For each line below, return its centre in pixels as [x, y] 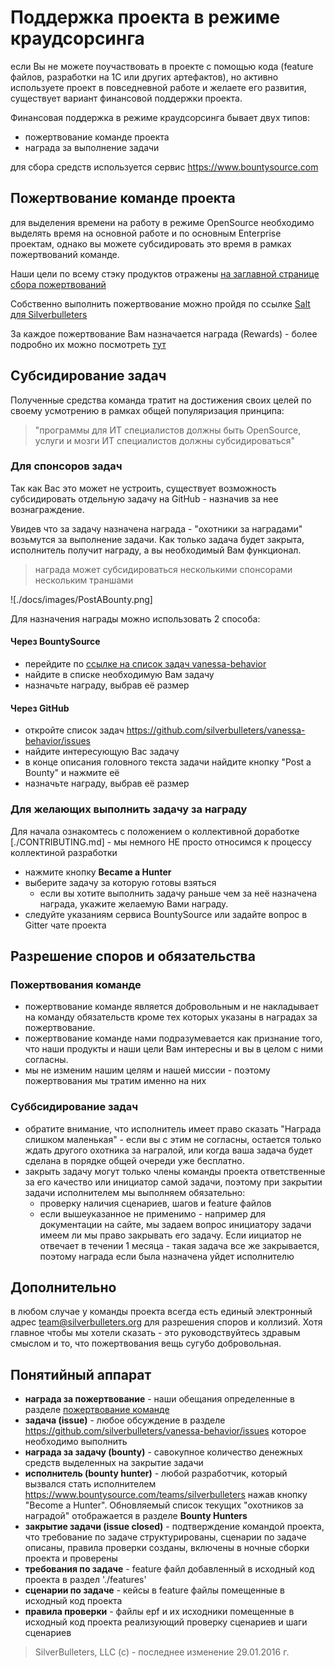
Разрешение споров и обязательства [133, 956]
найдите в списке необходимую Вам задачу [119, 675]
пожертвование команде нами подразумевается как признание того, [173, 1038]
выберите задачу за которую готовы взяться [120, 882]
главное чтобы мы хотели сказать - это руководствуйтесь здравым [155, 1333]
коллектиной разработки [64, 852]
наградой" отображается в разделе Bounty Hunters [136, 1516]
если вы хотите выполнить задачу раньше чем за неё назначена [178, 893]
